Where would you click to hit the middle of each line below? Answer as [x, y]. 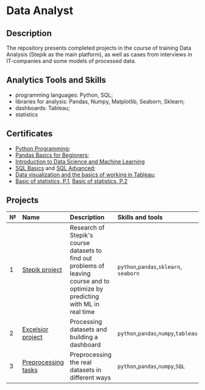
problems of [87, 266]
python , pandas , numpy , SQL [151, 366]
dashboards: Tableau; [42, 108]
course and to [90, 281]
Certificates [30, 134]
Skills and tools [140, 217]
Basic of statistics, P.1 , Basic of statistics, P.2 [71, 181]
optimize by [87, 289]
